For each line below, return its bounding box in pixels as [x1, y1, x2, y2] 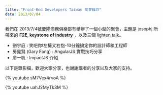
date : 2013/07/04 [5, 12, 41, 17]
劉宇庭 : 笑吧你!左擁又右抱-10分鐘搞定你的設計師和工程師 [12, 42, 128, 48]
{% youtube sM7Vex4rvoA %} [5, 74, 66, 81]
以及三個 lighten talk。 [78, 32, 124, 38]
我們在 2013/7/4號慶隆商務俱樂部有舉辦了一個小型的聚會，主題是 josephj [5, 25, 153, 32]
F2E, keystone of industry [19, 32, 73, 38]
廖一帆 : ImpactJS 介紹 [12, 54, 58, 60]
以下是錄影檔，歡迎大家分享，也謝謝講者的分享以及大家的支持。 [5, 65, 134, 71]
